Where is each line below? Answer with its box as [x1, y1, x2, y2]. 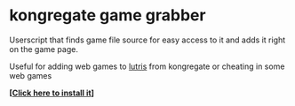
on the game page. [9, 43, 78, 54]
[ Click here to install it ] [9, 87, 95, 98]
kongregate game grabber [9, 5, 206, 26]
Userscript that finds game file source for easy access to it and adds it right [9, 34, 286, 45]
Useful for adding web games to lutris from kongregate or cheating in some [9, 61, 285, 72]
